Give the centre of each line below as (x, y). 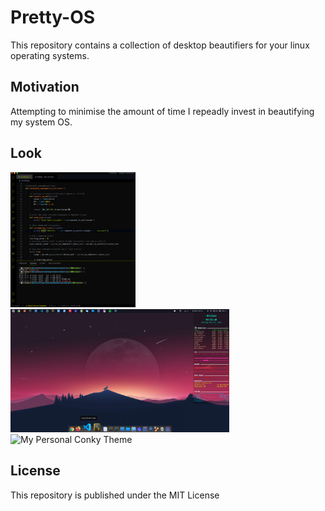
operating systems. (50, 55)
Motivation (45, 87)
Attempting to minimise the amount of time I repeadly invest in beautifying (162, 111)
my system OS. (41, 122)
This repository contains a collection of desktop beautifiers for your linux (160, 45)
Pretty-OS (53, 17)
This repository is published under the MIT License (115, 495)
